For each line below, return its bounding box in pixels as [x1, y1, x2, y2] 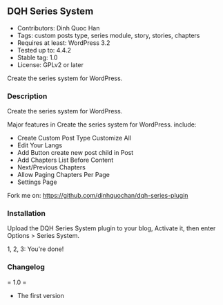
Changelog [7, 262, 45, 272]
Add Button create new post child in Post [17, 149, 134, 157]
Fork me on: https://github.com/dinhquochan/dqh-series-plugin [7, 192, 188, 200]
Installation [7, 209, 46, 219]
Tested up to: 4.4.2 [17, 46, 71, 54]
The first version [17, 291, 64, 299]
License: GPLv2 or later [17, 60, 84, 68]
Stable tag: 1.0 [17, 53, 58, 62]
